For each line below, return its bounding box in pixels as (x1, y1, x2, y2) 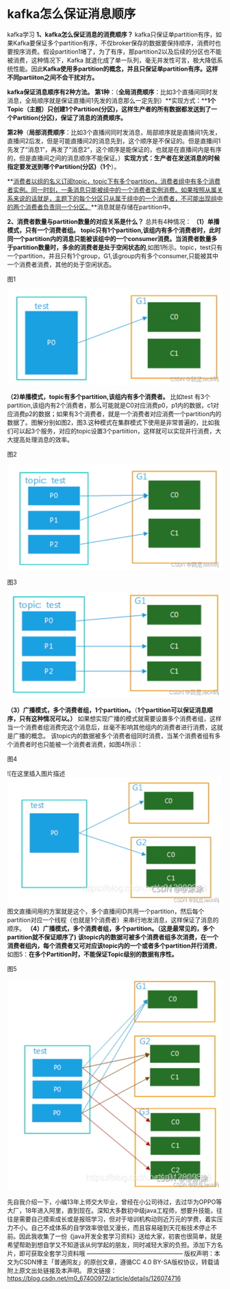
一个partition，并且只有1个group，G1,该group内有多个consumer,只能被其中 (7, 251, 219, 260)
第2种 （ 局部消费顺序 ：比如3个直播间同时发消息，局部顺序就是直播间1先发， (7, 128, 221, 136)
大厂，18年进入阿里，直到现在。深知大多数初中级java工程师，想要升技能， (7, 1207, 217, 1215)
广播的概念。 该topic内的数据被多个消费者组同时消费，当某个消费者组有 (12, 732, 215, 740)
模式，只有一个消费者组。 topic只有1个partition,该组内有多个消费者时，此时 (7, 226, 221, 234)
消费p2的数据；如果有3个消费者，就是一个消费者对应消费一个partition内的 (12, 410, 222, 418)
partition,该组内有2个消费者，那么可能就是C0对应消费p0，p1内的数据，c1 (7, 401, 214, 409)
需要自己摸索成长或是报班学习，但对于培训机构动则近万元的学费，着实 (18, 1215, 217, 1223)
